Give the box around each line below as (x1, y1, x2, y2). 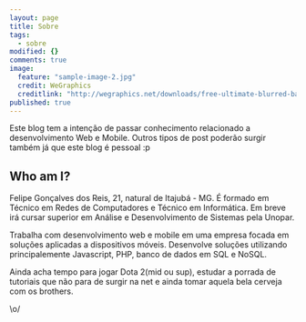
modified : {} (9, 47, 59, 56)
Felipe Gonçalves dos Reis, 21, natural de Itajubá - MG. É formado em (9, 193, 270, 204)
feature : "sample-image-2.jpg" (17, 73, 137, 82)
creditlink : (17, 89, 64, 98)
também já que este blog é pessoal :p (9, 142, 150, 153)
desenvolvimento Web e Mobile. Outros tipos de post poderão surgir (9, 133, 267, 144)
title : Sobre (9, 22, 59, 31)
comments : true (9, 55, 67, 65)
